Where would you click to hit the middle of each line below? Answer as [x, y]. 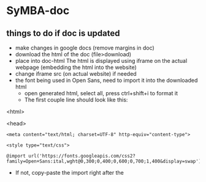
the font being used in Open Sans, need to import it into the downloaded [106, 80]
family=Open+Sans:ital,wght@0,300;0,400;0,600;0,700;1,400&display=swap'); [105, 161]
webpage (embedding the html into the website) [76, 67]
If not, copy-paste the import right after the [70, 173]
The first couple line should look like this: [76, 100]
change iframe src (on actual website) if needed [76, 74]
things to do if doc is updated [63, 33]
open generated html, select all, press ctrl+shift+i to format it [101, 93]
